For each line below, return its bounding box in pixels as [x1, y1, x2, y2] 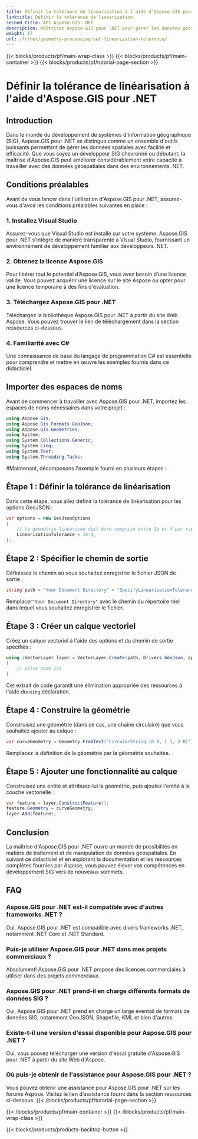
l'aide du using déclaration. [6, 688, 71, 695]
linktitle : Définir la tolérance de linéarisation [6, 14, 133, 20]
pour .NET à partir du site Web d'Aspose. [6, 1056, 105, 1063]
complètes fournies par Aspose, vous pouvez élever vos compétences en [6, 861, 185, 869]
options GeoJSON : [6, 504, 53, 511]
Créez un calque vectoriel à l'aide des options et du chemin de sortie [6, 637, 173, 644]
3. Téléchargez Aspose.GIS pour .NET [6, 298, 116, 306]
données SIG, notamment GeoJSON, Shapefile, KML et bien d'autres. [6, 1014, 174, 1021]
